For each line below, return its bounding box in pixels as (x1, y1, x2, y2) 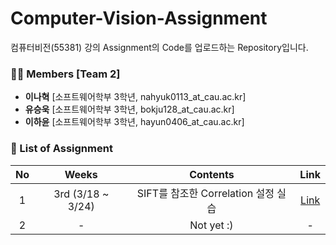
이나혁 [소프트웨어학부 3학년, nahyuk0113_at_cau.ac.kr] (24, 91, 247, 103)
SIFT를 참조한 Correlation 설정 (136, 186, 275, 200)
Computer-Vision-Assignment (10, 7, 268, 30)
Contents (189, 167, 235, 181)
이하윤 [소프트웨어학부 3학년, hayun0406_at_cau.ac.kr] (24, 116, 245, 128)
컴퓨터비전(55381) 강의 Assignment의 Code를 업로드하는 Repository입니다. (10, 41, 309, 53)
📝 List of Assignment (10, 142, 113, 156)
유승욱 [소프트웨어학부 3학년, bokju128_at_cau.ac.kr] (24, 103, 235, 116)
